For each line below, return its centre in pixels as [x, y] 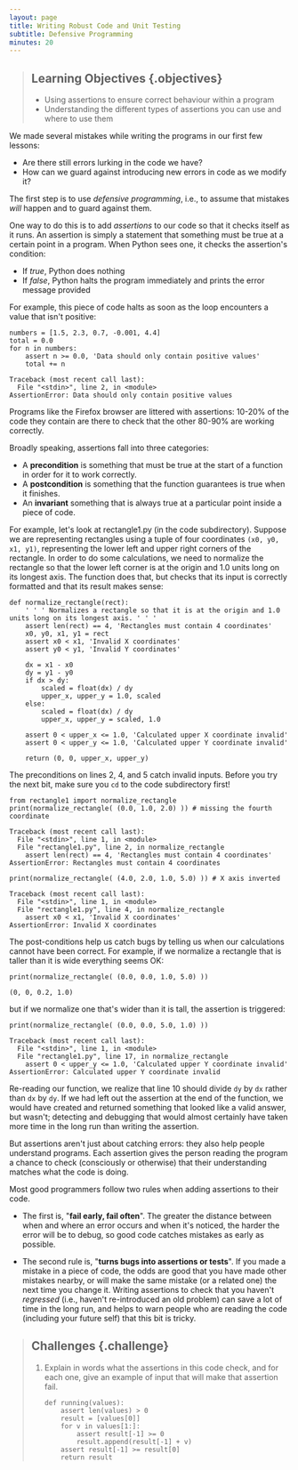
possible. [39, 1244]
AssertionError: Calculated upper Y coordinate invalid [115, 1072]
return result [87, 1457]
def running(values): [84, 1402]
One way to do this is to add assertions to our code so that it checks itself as [149, 226]
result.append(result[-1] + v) [134, 1442]
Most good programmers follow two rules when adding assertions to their [144, 1190]
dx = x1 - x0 [49, 665]
